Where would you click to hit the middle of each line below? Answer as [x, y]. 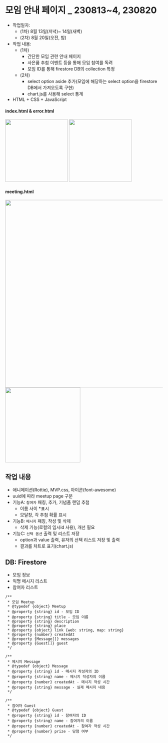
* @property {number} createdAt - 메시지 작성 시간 [58, 682]
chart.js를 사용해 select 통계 [55, 93]
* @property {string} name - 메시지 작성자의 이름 [56, 676]
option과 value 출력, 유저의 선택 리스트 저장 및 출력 [70, 540]
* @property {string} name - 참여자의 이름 [50, 720]
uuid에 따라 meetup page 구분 [42, 496]
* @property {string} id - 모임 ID [43, 611]
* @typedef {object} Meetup [36, 606]
